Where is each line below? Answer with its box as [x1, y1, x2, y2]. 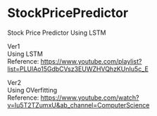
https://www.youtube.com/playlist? [40, 57, 142, 65]
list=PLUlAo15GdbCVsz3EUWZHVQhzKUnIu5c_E [7, 64, 149, 73]
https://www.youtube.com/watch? [40, 93, 139, 102]
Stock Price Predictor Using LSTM [7, 28, 106, 37]
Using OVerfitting [7, 86, 58, 94]
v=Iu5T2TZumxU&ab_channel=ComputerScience [7, 100, 150, 109]
